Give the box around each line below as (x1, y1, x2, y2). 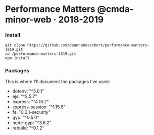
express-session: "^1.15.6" (12, 104, 66, 110)
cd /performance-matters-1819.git (5, 51, 77, 56)
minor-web (5, 14, 51, 25)
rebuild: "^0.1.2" (12, 125, 45, 131)
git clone (5, 43, 26, 48)
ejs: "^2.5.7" (12, 93, 37, 99)
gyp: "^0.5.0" (12, 114, 40, 120)
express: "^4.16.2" (12, 98, 49, 104)
